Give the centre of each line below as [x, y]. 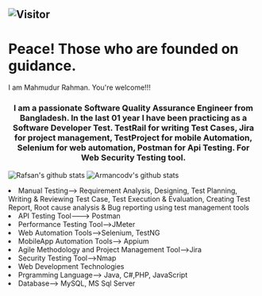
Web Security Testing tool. [133, 158]
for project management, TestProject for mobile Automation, [133, 138]
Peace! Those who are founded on [123, 49]
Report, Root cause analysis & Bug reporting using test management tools [129, 207]
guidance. [42, 65]
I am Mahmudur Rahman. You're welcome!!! [79, 87]
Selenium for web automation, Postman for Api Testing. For [133, 148]
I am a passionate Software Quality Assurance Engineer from [133, 108]
